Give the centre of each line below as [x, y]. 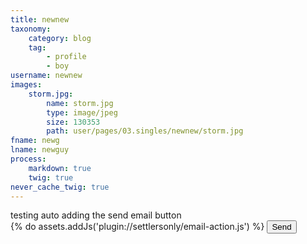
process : [28, 159]
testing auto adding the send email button [96, 215]
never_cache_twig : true [60, 187]
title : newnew [40, 19]
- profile [66, 57]
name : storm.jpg [80, 103]
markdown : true [60, 168]
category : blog [60, 38]
